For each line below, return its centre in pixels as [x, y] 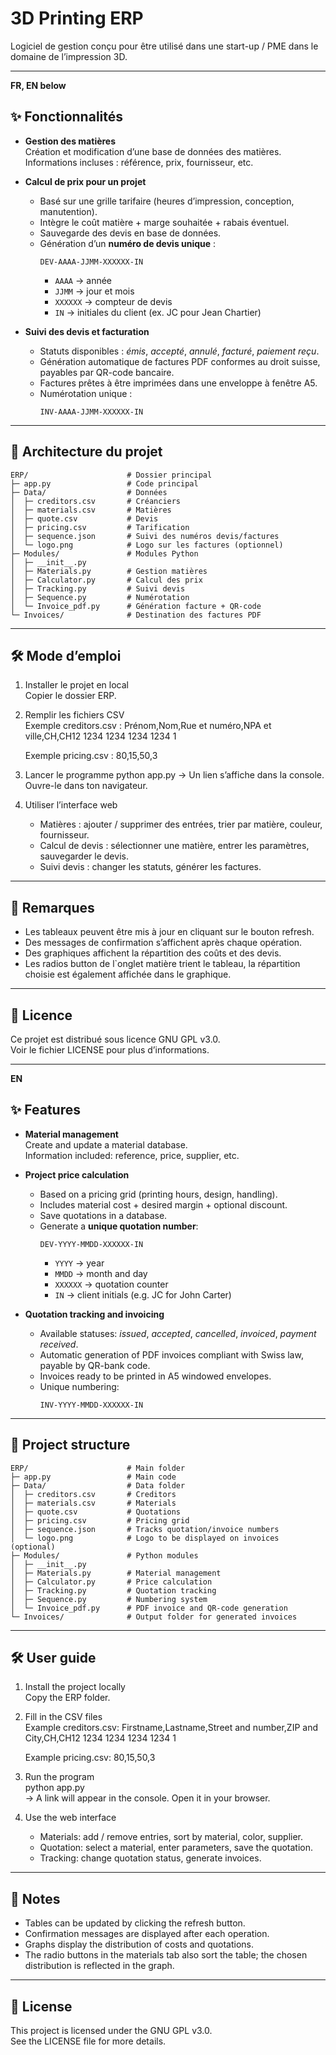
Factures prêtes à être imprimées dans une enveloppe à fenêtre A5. [178, 383]
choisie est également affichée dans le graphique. [128, 974]
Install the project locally [75, 1687]
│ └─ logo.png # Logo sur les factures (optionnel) [147, 545]
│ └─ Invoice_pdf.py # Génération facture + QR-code [136, 606]
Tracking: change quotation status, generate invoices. [150, 1858]
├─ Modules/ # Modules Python [104, 553]
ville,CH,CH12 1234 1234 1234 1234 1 [100, 736]
